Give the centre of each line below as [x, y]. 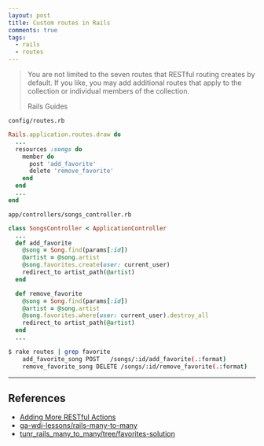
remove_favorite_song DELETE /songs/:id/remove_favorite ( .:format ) [135, 367]
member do [38, 157]
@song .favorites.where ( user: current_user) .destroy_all [116, 315]
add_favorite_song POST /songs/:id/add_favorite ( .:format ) [124, 359]
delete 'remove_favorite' [71, 171]
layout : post [29, 15]
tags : [17, 37]
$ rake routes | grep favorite [59, 352]
